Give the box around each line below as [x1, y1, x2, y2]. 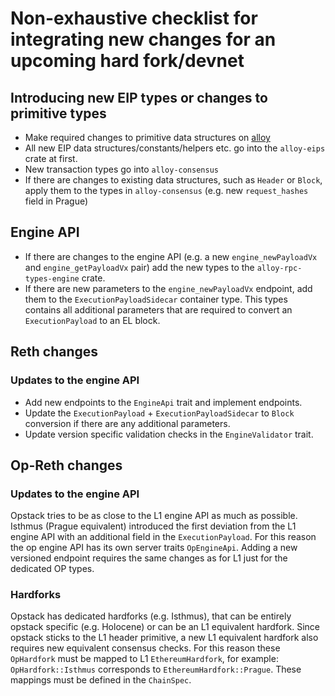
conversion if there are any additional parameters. [24, 417, 231, 429]
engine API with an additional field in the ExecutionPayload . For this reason [10, 531, 317, 543]
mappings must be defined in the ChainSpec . [10, 674, 192, 686]
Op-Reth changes [10, 457, 123, 474]
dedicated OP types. [10, 563, 95, 575]
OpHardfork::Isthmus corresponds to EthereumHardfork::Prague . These [10, 663, 302, 676]
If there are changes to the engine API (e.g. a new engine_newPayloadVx [24, 250, 318, 262]
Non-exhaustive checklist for [10, 7, 258, 30]
